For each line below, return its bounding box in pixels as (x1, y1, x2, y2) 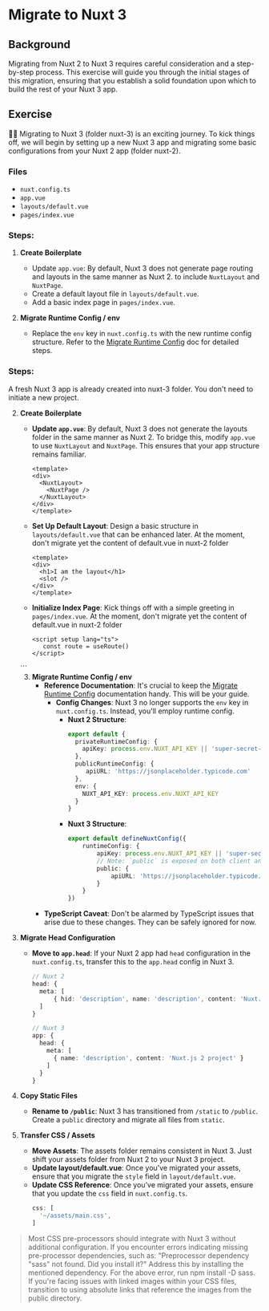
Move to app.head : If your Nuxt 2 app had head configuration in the (31, 948, 251, 958)
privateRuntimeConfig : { (74, 737, 158, 745)
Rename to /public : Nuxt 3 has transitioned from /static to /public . (31, 1106, 259, 1116)
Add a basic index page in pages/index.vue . (31, 298, 176, 307)
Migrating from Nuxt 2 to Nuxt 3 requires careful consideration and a (8, 59, 235, 68)
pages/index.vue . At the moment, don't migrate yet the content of (31, 611, 247, 621)
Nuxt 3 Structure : (67, 819, 127, 829)
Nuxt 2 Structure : (67, 714, 126, 724)
